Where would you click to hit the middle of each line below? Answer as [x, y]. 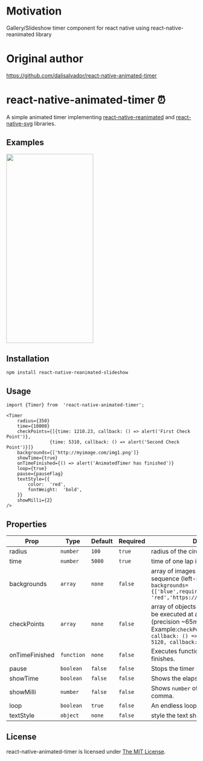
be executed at [172, 614]
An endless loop [174, 706]
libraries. [45, 123]
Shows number [171, 688]
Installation [28, 359]
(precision [165, 622]
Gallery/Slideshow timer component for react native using [78, 28]
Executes [164, 652]
